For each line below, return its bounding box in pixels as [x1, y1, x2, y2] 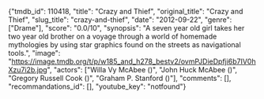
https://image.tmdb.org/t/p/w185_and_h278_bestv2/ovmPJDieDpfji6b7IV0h [11, 57, 256, 66]
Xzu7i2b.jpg [8, 65, 47, 74]
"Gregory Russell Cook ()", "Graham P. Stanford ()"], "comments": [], [8, 74, 232, 82]
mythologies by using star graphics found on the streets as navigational [8, 40, 241, 49]
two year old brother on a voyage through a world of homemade [8, 31, 217, 41]
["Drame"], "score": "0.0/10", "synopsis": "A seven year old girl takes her [8, 24, 245, 32]
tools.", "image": [8, 49, 61, 57]
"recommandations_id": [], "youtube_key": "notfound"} [8, 82, 187, 91]
